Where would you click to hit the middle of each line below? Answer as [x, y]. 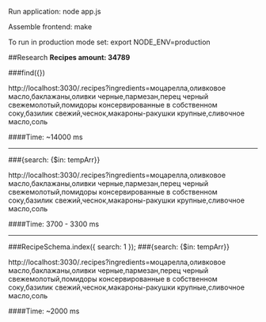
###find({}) [27, 73]
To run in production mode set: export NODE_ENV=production [110, 42]
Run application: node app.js [55, 11]
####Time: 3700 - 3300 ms [54, 224]
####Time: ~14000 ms [46, 137]
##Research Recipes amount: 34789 [69, 57]
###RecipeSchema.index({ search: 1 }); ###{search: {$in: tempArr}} [119, 247]
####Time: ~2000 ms [44, 311]
